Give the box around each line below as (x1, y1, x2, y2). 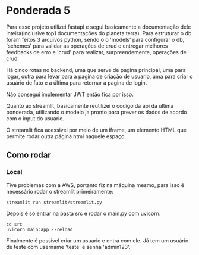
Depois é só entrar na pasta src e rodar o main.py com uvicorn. (6, 210, 161, 217)
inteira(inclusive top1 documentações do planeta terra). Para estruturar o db (6, 29, 192, 36)
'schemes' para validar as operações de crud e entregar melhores (6, 42, 168, 49)
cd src (6, 221, 23, 227)
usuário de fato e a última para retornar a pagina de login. (6, 79, 147, 86)
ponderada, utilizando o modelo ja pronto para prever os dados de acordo (6, 108, 187, 116)
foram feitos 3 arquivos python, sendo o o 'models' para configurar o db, (6, 36, 185, 43)
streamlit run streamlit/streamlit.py (6, 199, 102, 206)
